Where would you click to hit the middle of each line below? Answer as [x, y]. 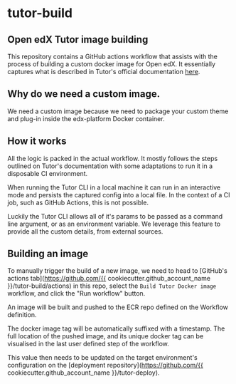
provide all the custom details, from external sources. [85, 231]
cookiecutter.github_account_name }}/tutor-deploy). [84, 373]
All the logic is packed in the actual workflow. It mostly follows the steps [113, 158]
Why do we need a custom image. [84, 94]
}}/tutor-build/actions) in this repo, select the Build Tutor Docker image [112, 286]
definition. [22, 315]
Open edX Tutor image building [78, 40]
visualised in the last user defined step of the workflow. [88, 344]
